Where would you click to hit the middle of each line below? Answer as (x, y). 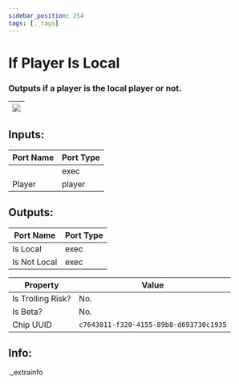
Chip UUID (32, 325)
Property (41, 284)
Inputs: (26, 135)
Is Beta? (27, 312)
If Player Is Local (64, 63)
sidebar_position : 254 (46, 16)
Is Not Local (35, 262)
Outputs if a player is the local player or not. (95, 88)
